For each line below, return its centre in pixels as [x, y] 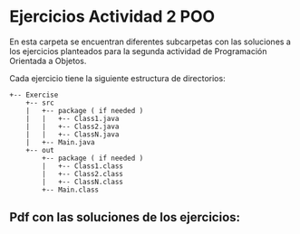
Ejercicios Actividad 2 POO [112, 17]
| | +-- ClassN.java [73, 134]
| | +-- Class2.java [73, 126]
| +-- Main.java [60, 142]
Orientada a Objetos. [48, 61]
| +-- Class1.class [83, 166]
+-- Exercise [34, 95]
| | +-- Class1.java [73, 118]
